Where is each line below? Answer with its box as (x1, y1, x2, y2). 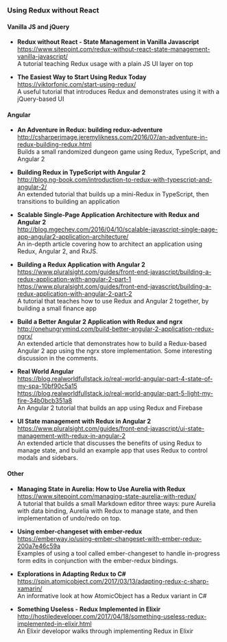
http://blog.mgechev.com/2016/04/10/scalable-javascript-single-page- (16, 225, 218, 233)
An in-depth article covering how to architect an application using (16, 240, 202, 249)
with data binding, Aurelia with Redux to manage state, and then (16, 507, 198, 515)
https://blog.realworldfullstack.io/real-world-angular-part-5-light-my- (16, 389, 214, 398)
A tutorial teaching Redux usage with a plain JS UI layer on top (16, 60, 193, 68)
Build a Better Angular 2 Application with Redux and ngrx (16, 318, 183, 326)
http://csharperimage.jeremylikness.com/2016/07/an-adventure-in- (16, 133, 208, 141)
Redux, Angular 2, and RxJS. (16, 247, 98, 255)
